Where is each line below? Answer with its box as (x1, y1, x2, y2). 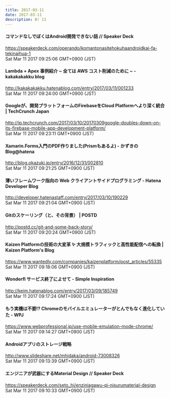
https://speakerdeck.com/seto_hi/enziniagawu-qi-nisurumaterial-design (5, 382, 156, 388)
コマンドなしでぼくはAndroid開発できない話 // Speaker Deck (5, 33, 134, 39)
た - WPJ (5, 312, 24, 318)
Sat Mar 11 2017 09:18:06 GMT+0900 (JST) (5, 264, 95, 270)
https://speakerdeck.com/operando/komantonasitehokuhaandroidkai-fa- (5, 45, 157, 51)
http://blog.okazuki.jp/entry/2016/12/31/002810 (5, 160, 104, 166)
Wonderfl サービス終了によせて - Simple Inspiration (5, 276, 115, 282)
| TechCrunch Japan (5, 108, 49, 114)
